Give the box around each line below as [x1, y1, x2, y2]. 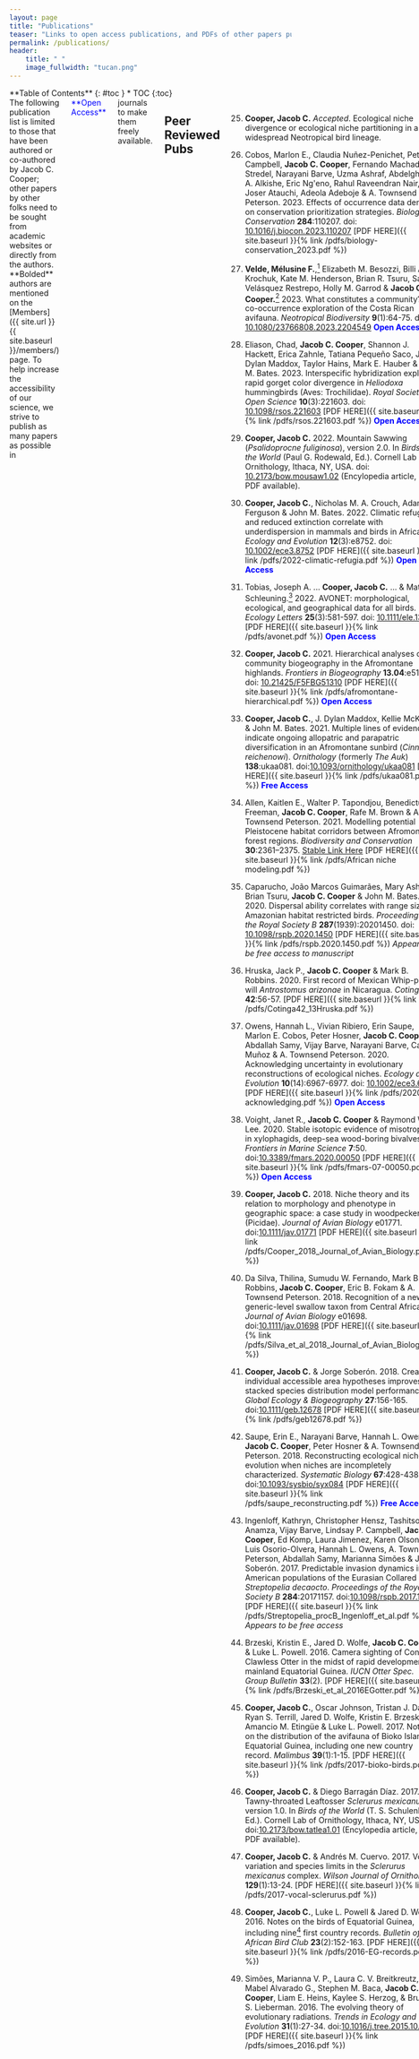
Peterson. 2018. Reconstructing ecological [244, 1450, 401, 1460]
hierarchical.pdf [244, 695, 304, 706]
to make [117, 107, 148, 117]
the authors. [9, 259, 55, 270]
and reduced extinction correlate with [244, 517, 383, 528]
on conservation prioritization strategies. [244, 206, 395, 217]
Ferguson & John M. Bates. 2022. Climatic [244, 507, 400, 518]
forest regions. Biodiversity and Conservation [244, 835, 414, 846]
